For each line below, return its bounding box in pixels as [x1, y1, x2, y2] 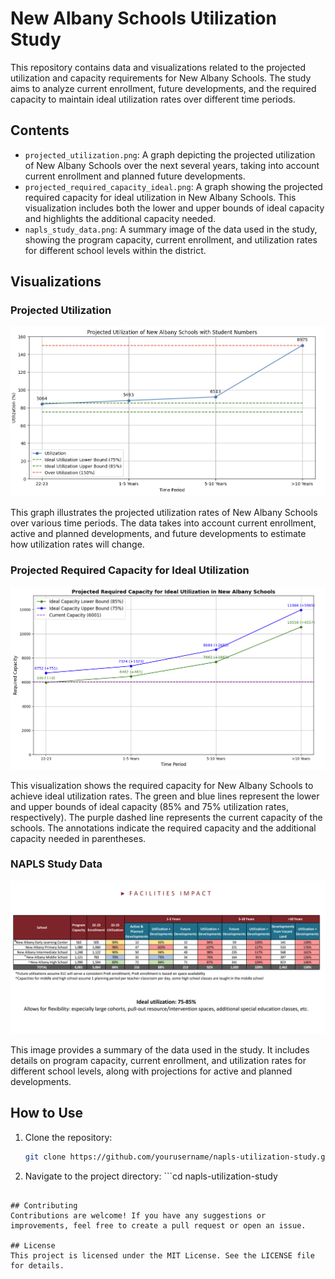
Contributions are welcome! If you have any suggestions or [10, 1210, 267, 1221]
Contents [10, 122, 70, 139]
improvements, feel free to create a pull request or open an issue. [10, 1220, 307, 1231]
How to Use [10, 1105, 84, 1122]
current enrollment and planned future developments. [24, 170, 246, 182]
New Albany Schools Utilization [10, 7, 277, 30]
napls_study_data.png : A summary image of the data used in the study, [24, 223, 318, 235]
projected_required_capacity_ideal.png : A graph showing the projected [24, 180, 323, 192]
